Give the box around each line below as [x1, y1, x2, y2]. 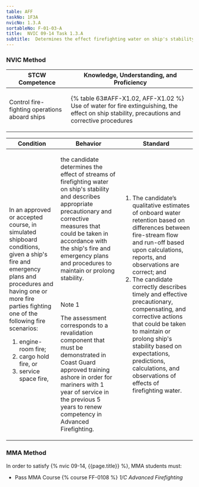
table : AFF [6, 8, 33, 15]
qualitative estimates [132, 201, 190, 210]
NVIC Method [6, 56, 46, 64]
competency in [60, 410, 102, 418]
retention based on [132, 216, 185, 225]
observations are [132, 261, 179, 269]
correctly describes [132, 283, 187, 291]
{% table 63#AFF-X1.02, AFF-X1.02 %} [70, 94, 185, 102]
